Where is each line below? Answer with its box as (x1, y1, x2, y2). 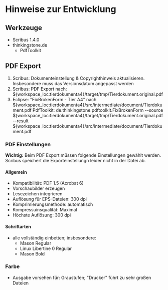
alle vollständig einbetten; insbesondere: (12, 234, 96, 241)
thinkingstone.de (12, 42, 48, 48)
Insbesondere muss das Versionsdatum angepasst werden (12, 80, 134, 86)
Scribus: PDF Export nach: (12, 86, 67, 92)
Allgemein (5, 169, 27, 175)
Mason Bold (20, 250, 45, 256)
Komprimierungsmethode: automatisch (12, 201, 93, 207)
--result (12, 118, 29, 124)
